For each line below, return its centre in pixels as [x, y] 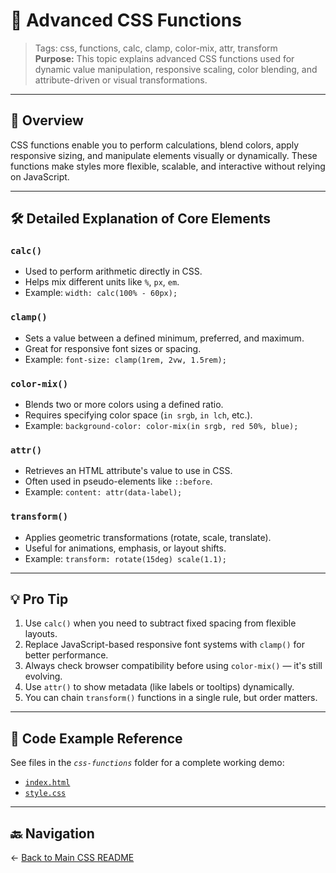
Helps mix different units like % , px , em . [102, 282]
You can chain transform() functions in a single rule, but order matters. [171, 698]
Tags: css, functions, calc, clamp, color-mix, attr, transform [156, 48]
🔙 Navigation [52, 833]
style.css [45, 794]
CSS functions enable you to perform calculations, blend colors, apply [155, 145]
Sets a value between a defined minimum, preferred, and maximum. [164, 338]
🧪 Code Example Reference [96, 738]
